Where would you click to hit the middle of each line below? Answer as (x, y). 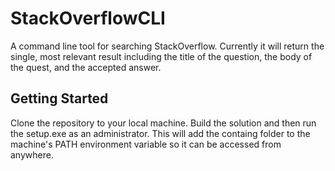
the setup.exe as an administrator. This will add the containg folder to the (160, 133)
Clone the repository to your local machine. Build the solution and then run (163, 123)
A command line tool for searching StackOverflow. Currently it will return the (167, 46)
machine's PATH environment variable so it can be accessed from (146, 144)
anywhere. (32, 154)
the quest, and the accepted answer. (86, 67)
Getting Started (59, 98)
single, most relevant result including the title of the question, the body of (161, 56)
